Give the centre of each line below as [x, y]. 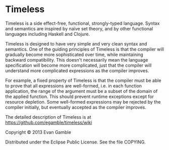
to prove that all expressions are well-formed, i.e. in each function [74, 86]
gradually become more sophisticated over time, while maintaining [74, 55]
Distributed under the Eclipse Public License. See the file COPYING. [76, 142]
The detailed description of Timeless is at [48, 117]
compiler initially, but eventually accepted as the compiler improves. [76, 107]
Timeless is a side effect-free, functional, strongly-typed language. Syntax [82, 23]
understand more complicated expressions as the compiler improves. [77, 70]
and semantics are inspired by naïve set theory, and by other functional [79, 28]
